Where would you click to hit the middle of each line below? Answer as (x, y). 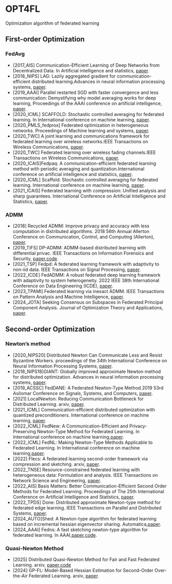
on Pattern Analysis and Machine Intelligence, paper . (69, 297)
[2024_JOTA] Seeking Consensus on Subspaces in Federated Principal (88, 302)
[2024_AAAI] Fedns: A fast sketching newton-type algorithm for (80, 530)
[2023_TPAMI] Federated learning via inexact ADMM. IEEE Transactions (88, 291)
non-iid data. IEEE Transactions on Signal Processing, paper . (77, 269)
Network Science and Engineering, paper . (57, 480)
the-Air (20, 576)
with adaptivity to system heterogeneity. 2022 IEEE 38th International (86, 280)
